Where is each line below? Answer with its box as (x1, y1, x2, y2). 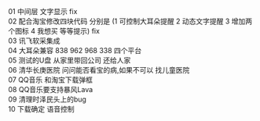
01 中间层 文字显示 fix (8, 7, 78, 16)
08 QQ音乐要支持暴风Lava (8, 85, 93, 94)
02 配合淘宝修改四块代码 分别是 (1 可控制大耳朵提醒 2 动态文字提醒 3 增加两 (8, 16, 253, 26)
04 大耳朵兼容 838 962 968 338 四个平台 (8, 46, 142, 55)
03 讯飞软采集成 (8, 36, 60, 45)
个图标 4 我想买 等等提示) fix (8, 27, 101, 35)
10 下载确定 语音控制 (8, 105, 75, 113)
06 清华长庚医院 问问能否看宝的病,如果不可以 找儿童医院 (8, 66, 190, 74)
